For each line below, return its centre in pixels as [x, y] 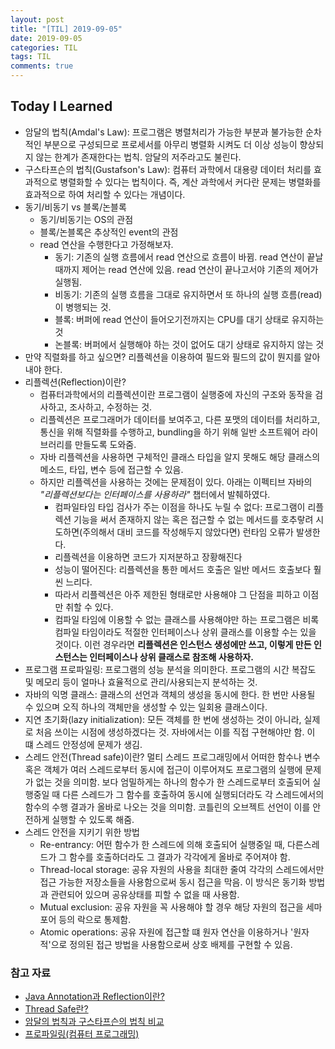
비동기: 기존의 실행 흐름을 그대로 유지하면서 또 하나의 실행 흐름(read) [188, 294]
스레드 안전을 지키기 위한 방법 [82, 832]
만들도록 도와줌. [105, 444]
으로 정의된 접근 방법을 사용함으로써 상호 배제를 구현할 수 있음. [171, 944]
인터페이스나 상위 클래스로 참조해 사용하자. [171, 657]
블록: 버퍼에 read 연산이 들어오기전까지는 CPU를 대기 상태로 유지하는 [189, 319]
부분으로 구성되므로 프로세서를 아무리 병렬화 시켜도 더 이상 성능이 [170, 144]
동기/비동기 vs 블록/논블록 [75, 207]
